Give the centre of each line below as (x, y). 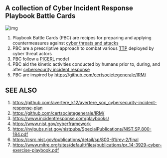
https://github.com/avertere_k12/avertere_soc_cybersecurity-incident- (84, 102)
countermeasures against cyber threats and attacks (65, 43)
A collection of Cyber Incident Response (69, 8)
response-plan (27, 108)
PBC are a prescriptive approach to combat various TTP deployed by (83, 48)
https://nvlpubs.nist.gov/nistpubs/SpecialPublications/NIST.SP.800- (82, 129)
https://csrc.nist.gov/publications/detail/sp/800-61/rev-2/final (75, 140)
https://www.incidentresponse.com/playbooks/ (61, 118)
